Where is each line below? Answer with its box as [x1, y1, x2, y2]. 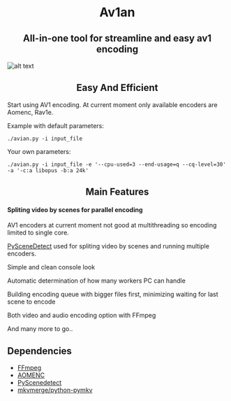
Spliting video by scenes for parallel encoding [7, 205, 143, 213]
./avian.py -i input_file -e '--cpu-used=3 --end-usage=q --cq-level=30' [7, 161, 227, 168]
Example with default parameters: [7, 121, 105, 129]
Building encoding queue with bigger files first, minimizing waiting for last [7, 290, 218, 299]
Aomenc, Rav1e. [7, 108, 54, 116]
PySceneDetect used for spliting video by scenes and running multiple [7, 242, 209, 251]
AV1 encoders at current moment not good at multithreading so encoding [7, 221, 217, 230]
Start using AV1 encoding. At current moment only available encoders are [7, 100, 218, 108]
